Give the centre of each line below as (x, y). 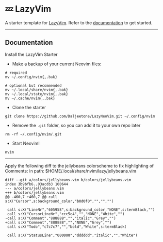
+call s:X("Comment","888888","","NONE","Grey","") (58, 223)
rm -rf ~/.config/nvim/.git (33, 134)
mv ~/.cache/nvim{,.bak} (30, 98)
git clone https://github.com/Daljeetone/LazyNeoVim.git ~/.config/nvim (80, 116)
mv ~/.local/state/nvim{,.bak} (37, 94)
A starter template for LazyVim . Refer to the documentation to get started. (79, 22)
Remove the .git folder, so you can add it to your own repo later (76, 125)
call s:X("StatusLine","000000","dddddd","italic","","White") (72, 235)
